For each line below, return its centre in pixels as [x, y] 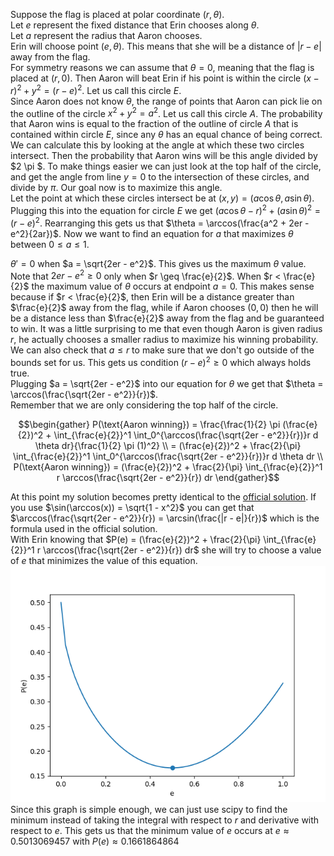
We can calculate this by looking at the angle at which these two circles [157, 145]
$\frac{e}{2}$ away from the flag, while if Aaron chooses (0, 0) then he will [164, 308]
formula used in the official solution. [84, 528]
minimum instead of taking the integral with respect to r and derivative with [165, 820]
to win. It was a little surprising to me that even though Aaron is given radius [166, 329]
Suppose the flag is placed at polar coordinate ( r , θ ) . [117, 14]
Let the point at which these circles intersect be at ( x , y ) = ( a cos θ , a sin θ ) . [162, 198]
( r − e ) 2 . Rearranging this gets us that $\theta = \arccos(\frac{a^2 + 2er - [160, 222]
